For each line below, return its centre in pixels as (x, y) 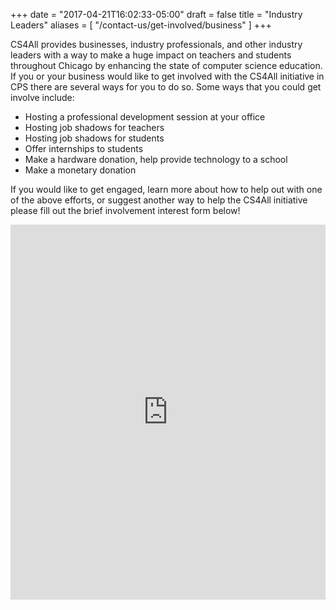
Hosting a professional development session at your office (145, 117)
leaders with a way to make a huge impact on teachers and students (151, 55)
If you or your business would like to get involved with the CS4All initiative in (167, 76)
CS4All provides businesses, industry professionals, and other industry (156, 44)
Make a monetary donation (80, 170)
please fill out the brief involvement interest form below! (125, 210)
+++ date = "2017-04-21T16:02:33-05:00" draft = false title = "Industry (156, 14)
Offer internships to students (84, 148)
